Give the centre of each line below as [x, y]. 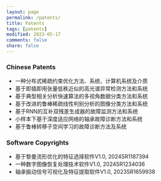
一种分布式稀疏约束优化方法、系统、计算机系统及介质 [81, 81]
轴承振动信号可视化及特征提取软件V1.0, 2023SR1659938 [85, 172]
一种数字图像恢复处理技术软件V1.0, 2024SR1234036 [80, 164]
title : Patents [25, 23]
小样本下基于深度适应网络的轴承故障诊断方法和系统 [79, 119]
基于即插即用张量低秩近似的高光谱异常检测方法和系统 [81, 89]
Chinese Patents [31, 67]
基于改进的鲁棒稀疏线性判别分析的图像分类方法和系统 [81, 104]
